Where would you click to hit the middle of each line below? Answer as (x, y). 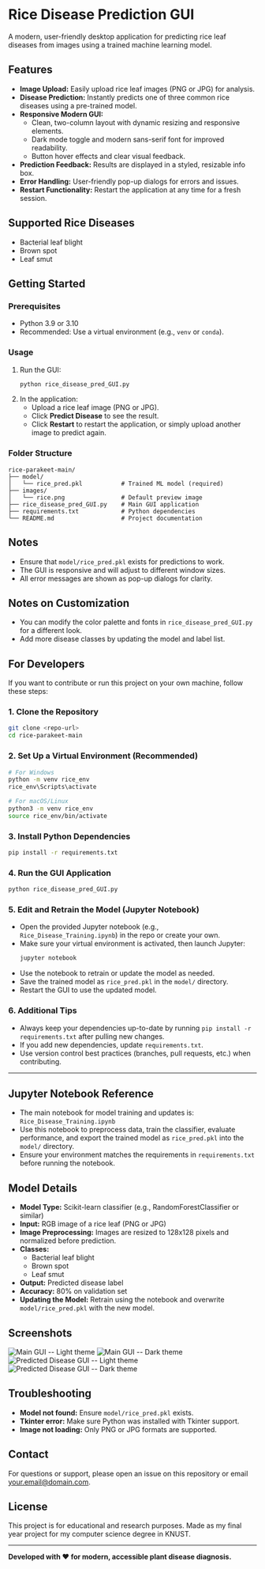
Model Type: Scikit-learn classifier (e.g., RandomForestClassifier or (129, 1207)
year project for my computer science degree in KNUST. (100, 1534)
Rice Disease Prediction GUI (101, 15)
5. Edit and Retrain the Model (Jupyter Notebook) (104, 910)
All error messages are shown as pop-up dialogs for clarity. (116, 578)
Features (30, 70)
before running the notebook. (67, 1163)
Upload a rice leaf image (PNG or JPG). (95, 407)
